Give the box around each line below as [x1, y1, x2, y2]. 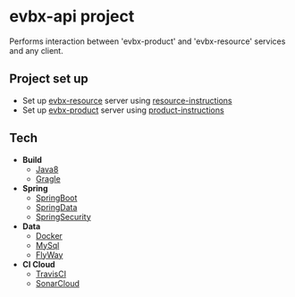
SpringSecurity [35, 211, 91, 222]
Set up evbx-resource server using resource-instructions [21, 95, 232, 106]
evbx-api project [9, 6, 135, 27]
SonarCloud [35, 277, 80, 288]
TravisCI [35, 268, 67, 279]
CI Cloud [21, 259, 55, 269]
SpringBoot [35, 192, 78, 203]
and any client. [9, 45, 64, 55]
